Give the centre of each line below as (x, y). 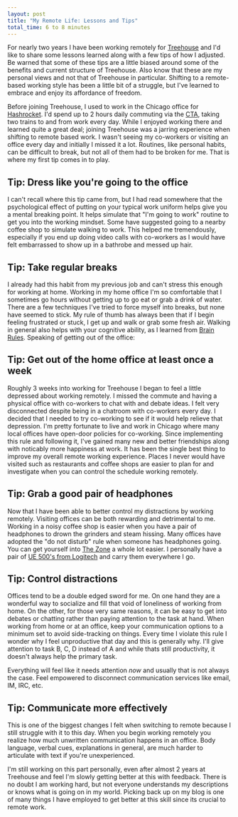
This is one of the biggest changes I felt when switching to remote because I (119, 725)
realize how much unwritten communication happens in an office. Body (112, 740)
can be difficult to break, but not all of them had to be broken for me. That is (118, 152)
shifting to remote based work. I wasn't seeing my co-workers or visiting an (118, 137)
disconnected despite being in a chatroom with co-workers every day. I (112, 411)
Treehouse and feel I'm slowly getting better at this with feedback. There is (117, 777)
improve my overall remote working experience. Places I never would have (116, 456)
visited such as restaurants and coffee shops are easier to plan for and (111, 463)
